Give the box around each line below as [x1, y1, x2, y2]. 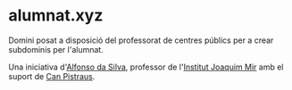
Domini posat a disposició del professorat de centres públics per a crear [8, 35, 274, 45]
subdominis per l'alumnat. [8, 44, 104, 54]
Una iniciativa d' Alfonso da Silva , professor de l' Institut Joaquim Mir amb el [8, 61, 284, 72]
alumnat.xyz [8, 5, 104, 26]
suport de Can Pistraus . [8, 70, 96, 81]
